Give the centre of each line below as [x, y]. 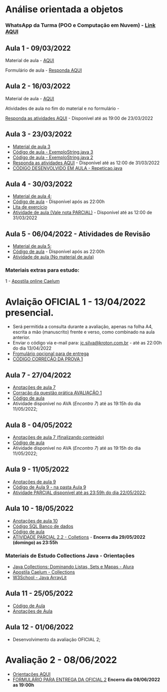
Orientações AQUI [31, 674]
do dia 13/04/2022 [32, 348]
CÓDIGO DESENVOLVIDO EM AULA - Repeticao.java [68, 168]
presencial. [30, 313]
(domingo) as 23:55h [35, 542]
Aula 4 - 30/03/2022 [39, 184]
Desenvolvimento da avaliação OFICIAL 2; [56, 639]
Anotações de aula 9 [34, 481]
